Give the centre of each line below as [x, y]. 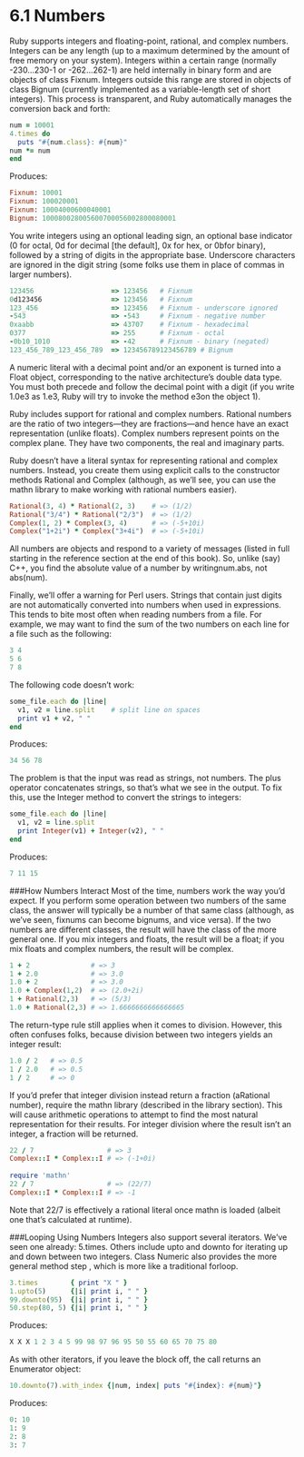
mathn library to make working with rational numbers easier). [123, 489]
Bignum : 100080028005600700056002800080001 [93, 218]
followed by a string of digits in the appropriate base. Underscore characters [152, 254]
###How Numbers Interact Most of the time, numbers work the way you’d [147, 890]
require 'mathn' [40, 1176]
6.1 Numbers [58, 16]
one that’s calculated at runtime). [71, 1219]
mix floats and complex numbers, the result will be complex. [122, 948]
